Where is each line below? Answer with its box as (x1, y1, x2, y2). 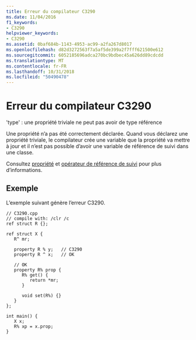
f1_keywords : (6, 19, 38, 25)
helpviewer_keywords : (6, 31, 59, 36)
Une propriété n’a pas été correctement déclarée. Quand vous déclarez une (6, 130, 188, 137)
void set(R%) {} (21, 292, 61, 298)
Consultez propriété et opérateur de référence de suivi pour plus (6, 160, 162, 167)
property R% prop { (13, 267, 61, 273)
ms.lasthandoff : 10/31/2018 (6, 69, 75, 75)
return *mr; (29, 277, 59, 283)
